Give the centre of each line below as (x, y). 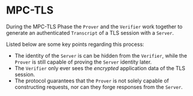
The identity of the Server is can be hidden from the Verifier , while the (101, 55)
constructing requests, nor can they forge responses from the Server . (99, 87)
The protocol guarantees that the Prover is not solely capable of (92, 81)
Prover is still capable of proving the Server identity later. (83, 62)
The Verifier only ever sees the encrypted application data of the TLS (100, 68)
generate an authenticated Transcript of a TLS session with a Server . (90, 32)
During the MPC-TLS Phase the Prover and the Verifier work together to (94, 27)
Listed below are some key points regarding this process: (75, 44)
